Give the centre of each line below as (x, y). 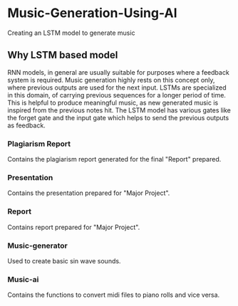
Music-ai (23, 279)
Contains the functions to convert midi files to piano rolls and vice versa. (114, 295)
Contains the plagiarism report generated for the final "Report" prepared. (114, 159)
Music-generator (37, 246)
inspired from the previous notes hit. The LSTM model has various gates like (119, 110)
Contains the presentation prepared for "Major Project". (89, 193)
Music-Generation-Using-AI (92, 13)
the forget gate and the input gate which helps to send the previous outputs (118, 117)
